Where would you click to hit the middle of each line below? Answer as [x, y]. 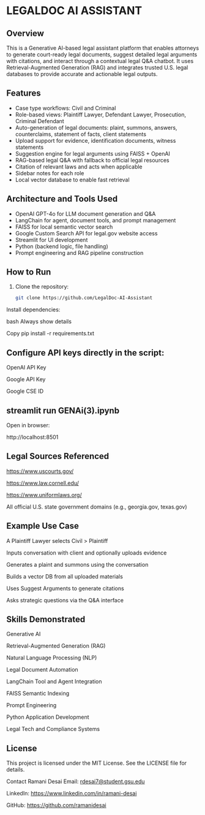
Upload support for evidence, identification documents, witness [95, 140]
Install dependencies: [33, 309]
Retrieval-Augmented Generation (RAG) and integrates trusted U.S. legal [97, 67]
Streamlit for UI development [51, 240]
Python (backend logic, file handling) [61, 246]
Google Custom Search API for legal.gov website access [86, 233]
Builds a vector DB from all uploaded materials [65, 576]
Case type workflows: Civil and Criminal [65, 108]
